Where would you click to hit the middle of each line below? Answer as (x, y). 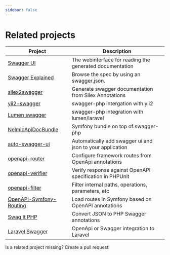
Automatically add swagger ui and (112, 141)
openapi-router (26, 159)
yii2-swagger (24, 103)
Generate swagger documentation (112, 89)
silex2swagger (25, 92)
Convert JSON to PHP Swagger (109, 213)
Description (117, 51)
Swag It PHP (23, 217)
